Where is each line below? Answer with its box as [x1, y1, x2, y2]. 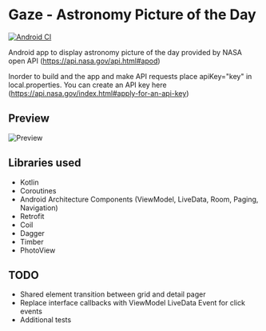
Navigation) [19, 202, 58, 213]
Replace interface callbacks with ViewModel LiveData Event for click [19, 298, 246, 308]
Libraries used [8, 156, 81, 169]
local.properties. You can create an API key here [8, 80, 167, 90]
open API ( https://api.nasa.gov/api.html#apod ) [8, 56, 161, 66]
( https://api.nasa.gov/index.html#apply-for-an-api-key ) [8, 88, 189, 98]
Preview [8, 112, 50, 126]
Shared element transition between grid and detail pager [19, 289, 206, 299]
